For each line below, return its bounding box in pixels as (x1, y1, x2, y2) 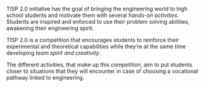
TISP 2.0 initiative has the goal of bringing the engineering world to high (6, 5, 188, 12)
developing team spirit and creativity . (6, 49, 101, 57)
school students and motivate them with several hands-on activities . (6, 12, 179, 19)
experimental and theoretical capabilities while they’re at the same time (6, 43, 186, 50)
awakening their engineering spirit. (6, 24, 94, 32)
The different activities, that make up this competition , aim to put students (6, 61, 193, 68)
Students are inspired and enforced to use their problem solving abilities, (6, 18, 190, 25)
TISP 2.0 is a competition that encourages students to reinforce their (6, 37, 179, 43)
